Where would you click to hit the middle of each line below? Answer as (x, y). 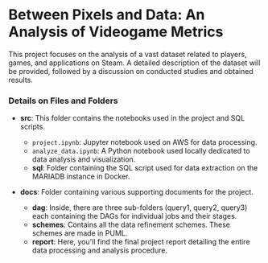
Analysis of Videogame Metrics (116, 32)
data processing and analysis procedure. (99, 250)
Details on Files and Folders (63, 101)
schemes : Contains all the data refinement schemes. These (131, 225)
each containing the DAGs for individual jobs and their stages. (134, 216)
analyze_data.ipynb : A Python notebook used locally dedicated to (141, 151)
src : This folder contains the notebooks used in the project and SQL (132, 118)
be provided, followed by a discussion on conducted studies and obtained (131, 71)
